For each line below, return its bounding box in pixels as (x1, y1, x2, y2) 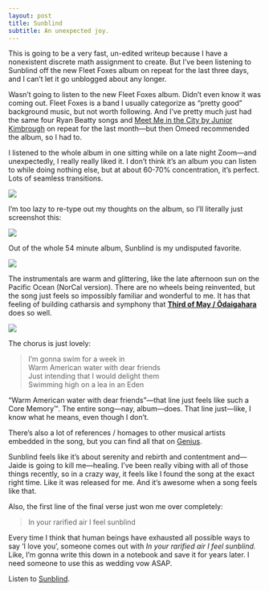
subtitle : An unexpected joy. (8, 26, 110, 35)
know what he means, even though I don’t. (8, 413, 149, 422)
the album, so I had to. (8, 132, 83, 142)
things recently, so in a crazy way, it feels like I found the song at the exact (8, 469, 255, 479)
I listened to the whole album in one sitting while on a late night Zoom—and (8, 148, 257, 157)
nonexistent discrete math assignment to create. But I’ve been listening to (8, 57, 251, 67)
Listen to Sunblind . (8, 574, 71, 584)
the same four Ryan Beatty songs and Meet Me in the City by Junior (8, 116, 233, 125)
